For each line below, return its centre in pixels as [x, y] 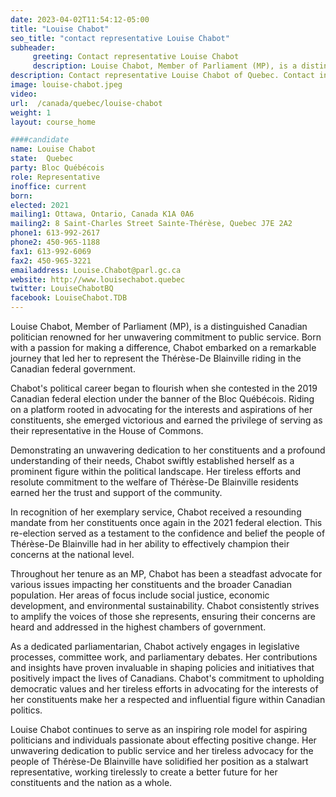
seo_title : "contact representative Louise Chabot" [120, 38]
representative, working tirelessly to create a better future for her [144, 772]
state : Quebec [42, 159]
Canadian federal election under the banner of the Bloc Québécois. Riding [162, 399]
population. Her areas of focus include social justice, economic [140, 595]
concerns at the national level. [72, 554]
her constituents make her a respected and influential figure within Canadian [168, 699]
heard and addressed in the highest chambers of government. [138, 627]
